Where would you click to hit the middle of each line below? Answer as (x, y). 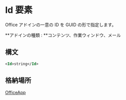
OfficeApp (16, 93)
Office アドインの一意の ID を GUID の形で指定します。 (61, 25)
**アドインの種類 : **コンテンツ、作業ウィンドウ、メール (63, 35)
